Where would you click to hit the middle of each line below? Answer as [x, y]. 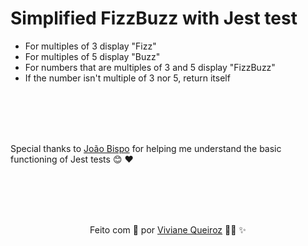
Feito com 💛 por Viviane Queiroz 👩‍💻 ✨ [168, 229]
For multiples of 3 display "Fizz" [90, 46]
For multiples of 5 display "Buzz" [92, 56]
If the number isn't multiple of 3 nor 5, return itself [127, 78]
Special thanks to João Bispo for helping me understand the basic [146, 148]
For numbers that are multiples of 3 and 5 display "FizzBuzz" [150, 67]
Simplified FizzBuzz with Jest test [154, 18]
